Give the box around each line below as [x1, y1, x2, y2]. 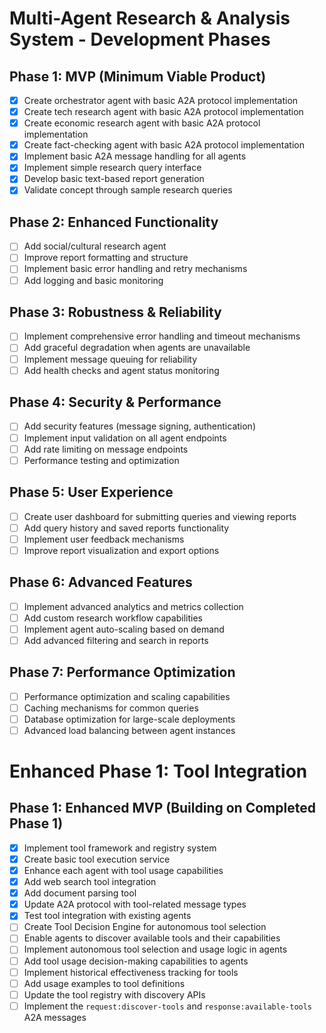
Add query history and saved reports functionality [23, 522, 230, 534]
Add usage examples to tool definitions [23, 977, 186, 989]
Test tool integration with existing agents [23, 910, 192, 922]
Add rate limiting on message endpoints [23, 443, 189, 455]
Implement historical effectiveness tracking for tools [23, 966, 239, 978]
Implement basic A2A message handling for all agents [23, 150, 247, 162]
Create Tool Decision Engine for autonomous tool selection [23, 921, 267, 933]
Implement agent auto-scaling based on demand [23, 623, 225, 635]
